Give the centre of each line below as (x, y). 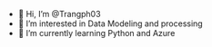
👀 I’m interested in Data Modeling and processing (110, 23)
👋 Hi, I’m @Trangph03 (60, 14)
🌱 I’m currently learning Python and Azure (96, 33)
